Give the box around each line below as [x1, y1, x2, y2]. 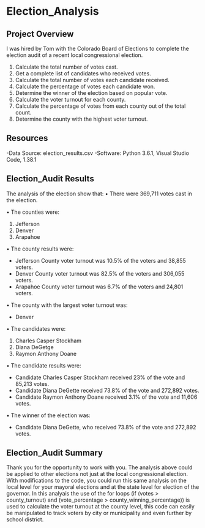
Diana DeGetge [15, 343, 54, 350]
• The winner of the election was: [6, 412, 91, 419]
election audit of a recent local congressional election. [6, 51, 143, 59]
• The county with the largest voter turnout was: [6, 301, 128, 309]
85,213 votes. [15, 380, 50, 387]
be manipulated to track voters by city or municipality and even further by [6, 510, 192, 517]
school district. [6, 516, 44, 523]
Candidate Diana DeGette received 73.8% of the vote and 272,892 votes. [15, 387, 199, 394]
